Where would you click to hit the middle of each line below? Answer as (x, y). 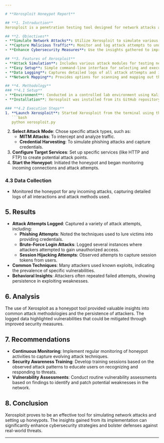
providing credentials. (41, 239)
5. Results (20, 212)
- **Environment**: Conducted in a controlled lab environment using (77, 95)
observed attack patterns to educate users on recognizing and (75, 367)
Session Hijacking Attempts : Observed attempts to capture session (88, 255)
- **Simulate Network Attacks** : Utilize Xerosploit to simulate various (82, 41)
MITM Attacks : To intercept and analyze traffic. (67, 137)
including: (22, 229)
